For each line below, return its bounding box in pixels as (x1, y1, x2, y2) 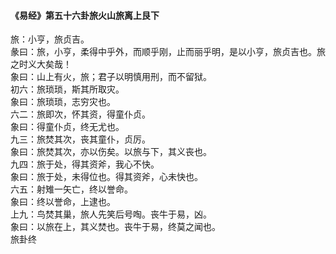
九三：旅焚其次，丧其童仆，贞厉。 (10, 135, 151, 145)
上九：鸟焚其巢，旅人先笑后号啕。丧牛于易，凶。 (10, 210, 212, 220)
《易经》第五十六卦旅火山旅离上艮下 (10, 10, 160, 21)
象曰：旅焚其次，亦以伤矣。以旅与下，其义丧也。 (10, 147, 212, 158)
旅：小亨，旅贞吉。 (10, 35, 90, 45)
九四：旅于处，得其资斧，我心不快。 (10, 160, 160, 170)
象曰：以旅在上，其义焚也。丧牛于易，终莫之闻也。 (10, 222, 221, 233)
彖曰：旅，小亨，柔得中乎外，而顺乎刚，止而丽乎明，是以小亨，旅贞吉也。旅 (10, 47, 326, 58)
